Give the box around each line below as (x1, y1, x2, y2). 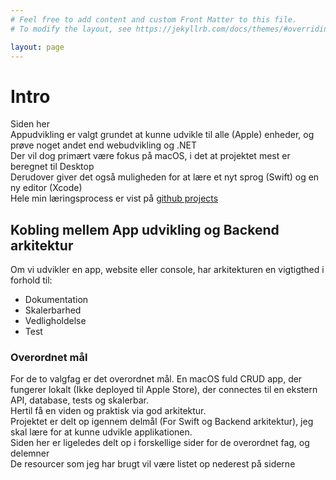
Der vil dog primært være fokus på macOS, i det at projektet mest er (10, 150, 291, 162)
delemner (10, 447, 50, 460)
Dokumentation (24, 294, 89, 306)
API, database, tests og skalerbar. (10, 394, 150, 406)
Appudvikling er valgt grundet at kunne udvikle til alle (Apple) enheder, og (10, 129, 315, 141)
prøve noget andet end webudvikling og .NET (10, 139, 198, 151)
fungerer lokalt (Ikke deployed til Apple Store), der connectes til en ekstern (10, 384, 318, 396)
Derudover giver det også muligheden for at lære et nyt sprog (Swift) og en (10, 171, 320, 183)
